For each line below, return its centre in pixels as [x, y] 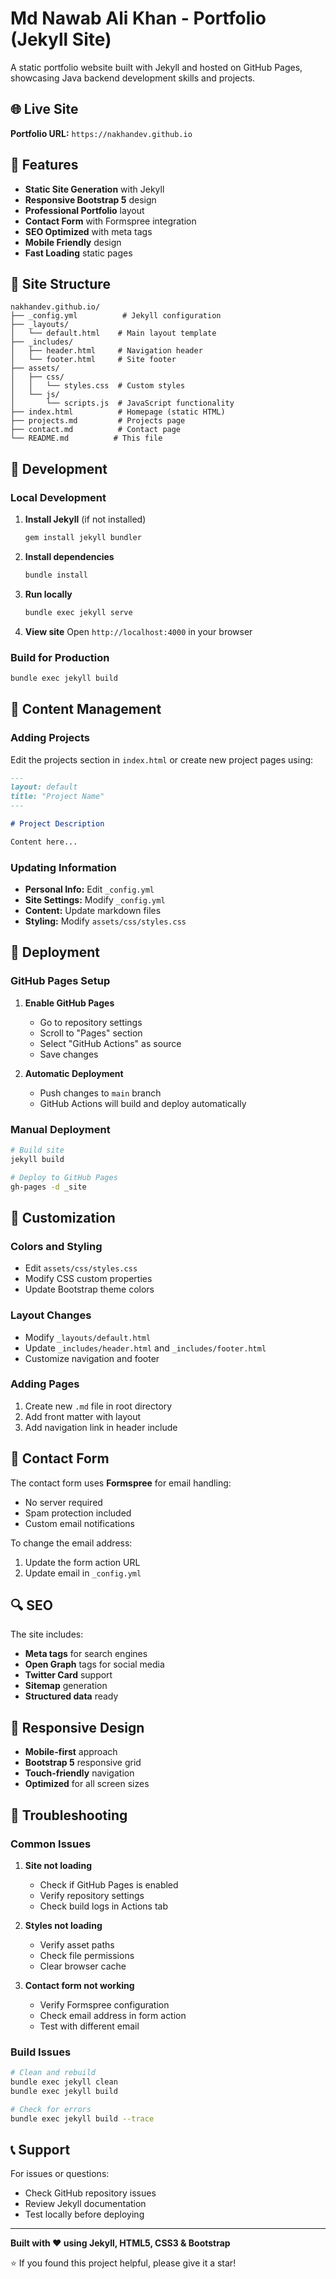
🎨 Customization [63, 1217]
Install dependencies [69, 556]
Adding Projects [50, 738]
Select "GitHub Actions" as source [110, 1043]
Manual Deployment [60, 1129]
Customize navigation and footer [92, 1358]
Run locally [48, 594]
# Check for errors [51, 2109]
